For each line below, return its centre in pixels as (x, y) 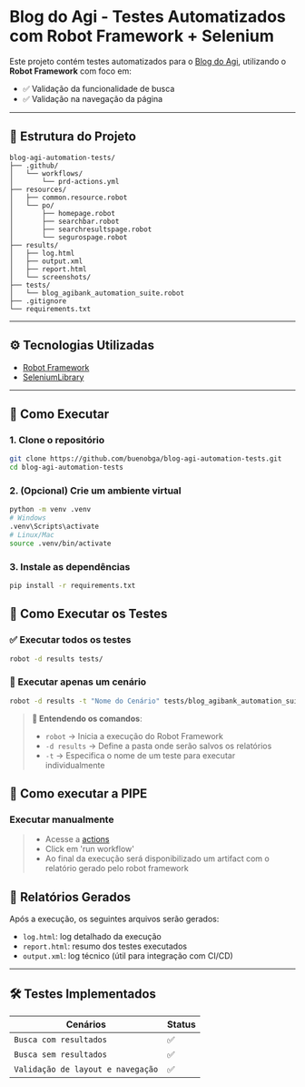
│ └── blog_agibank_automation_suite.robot (97, 293)
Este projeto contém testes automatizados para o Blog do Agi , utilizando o (148, 61)
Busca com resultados (60, 1039)
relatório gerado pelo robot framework (117, 869)
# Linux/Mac (32, 534)
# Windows (28, 518)
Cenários (86, 1024)
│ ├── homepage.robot (63, 213)
